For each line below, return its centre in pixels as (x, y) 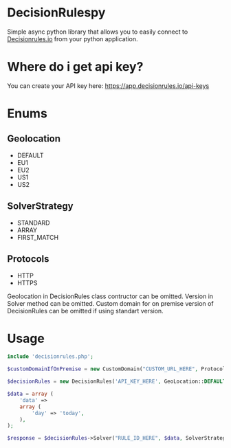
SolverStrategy (40, 206)
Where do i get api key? (75, 67)
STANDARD (33, 223)
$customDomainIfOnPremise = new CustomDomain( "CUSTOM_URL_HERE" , (102, 369)
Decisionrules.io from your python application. (73, 38)
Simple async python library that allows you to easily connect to (98, 32)
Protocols (28, 259)
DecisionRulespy (56, 13)
